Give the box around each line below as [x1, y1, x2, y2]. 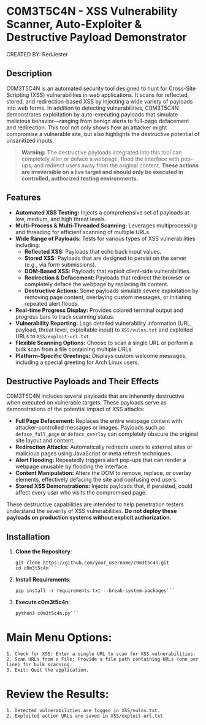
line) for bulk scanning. [6, 662, 72, 668]
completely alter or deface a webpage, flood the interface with [21, 155, 180, 162]
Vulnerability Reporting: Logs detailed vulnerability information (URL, [15, 319, 192, 327]
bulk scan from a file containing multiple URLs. [15, 345, 133, 353]
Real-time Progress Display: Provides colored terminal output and [15, 306, 183, 314]
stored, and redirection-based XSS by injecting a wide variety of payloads [6, 97, 193, 105]
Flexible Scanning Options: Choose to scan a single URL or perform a [15, 339, 193, 346]
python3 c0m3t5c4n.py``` [15, 610, 79, 617]
